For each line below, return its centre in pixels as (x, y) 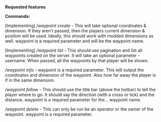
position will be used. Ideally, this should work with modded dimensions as (79, 36)
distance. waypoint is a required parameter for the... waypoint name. (73, 100)
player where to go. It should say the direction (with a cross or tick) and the (80, 95)
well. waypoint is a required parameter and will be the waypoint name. (75, 41)
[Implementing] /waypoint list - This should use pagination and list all (74, 50)
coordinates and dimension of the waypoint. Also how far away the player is (80, 75)
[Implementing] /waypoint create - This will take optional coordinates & (76, 26)
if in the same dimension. (30, 80)
